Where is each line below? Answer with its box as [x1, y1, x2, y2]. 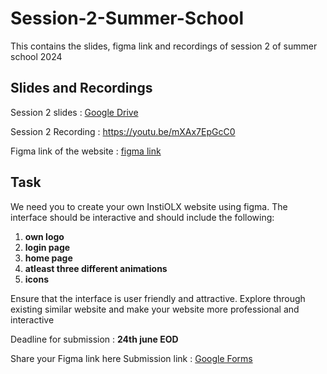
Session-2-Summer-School [10, 7, 244, 30]
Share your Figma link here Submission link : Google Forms [10, 352, 253, 364]
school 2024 [10, 50, 63, 62]
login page [24, 241, 71, 253]
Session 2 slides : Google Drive [10, 106, 139, 118]
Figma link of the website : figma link [10, 145, 162, 157]
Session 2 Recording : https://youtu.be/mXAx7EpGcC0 [10, 125, 236, 137]
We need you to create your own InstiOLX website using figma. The [10, 200, 288, 212]
